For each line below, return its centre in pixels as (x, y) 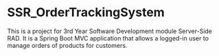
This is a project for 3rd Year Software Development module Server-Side (110, 31)
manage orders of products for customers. (67, 45)
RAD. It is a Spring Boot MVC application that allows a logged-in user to (108, 38)
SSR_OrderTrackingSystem (86, 12)
